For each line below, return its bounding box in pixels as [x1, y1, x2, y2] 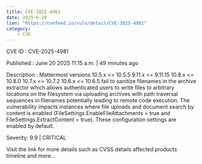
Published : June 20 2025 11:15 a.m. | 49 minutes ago [6, 60, 139, 67]
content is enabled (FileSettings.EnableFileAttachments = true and [6, 110, 171, 117]
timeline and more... [6, 152, 56, 160]
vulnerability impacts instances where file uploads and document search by [6, 103, 194, 110]
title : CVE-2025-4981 [6, 8, 61, 15]
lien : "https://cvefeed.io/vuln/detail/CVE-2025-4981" [6, 20, 147, 26]
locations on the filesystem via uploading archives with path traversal [6, 90, 178, 98]
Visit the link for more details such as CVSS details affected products [6, 146, 177, 153]
